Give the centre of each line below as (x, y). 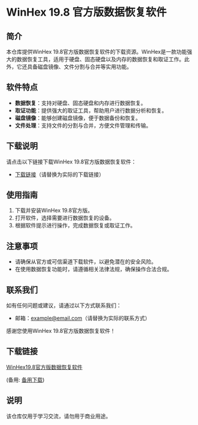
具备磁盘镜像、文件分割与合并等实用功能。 (79, 67)
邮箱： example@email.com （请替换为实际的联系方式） (83, 318)
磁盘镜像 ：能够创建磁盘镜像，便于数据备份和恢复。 (78, 118)
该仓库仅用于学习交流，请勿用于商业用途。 (59, 416)
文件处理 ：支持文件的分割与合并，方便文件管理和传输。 (83, 125)
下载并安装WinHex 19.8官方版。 (54, 211)
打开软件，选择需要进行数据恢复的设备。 (65, 218)
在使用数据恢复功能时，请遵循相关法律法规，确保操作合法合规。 (93, 269)
